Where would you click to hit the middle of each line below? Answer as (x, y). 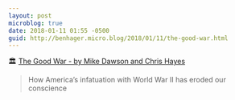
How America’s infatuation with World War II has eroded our (127, 80)
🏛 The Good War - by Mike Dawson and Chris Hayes (97, 62)
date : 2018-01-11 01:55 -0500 (59, 30)
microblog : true (35, 23)
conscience (47, 88)
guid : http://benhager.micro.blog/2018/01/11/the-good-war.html (118, 38)
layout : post (30, 16)
